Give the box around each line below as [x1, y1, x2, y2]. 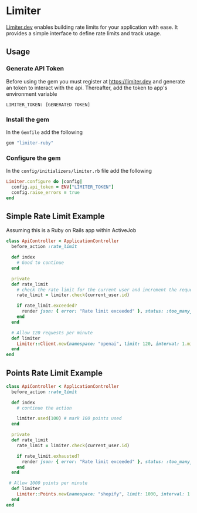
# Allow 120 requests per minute [11, 330, 93, 336]
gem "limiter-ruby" [6, 140, 54, 146]
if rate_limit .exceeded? [16, 303, 77, 309]
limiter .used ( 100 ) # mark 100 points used [16, 415, 122, 421]
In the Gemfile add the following [6, 128, 83, 136]
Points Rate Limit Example [6, 368, 103, 378]
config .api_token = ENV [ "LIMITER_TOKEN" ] [11, 184, 114, 190]
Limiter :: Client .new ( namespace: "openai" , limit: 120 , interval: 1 [16, 341, 185, 347]
